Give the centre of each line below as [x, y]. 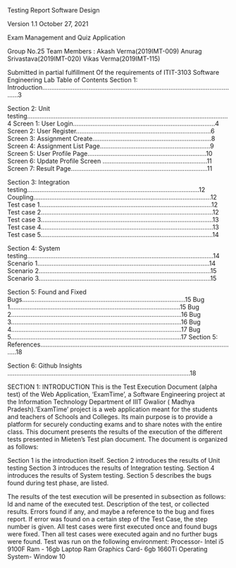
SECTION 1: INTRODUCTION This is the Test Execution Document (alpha [112, 387]
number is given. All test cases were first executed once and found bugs [112, 526]
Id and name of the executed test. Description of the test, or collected [108, 504]
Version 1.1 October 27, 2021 [48, 24]
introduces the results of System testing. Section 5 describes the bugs [110, 475]
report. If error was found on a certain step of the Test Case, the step [107, 519]
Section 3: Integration [39, 182]
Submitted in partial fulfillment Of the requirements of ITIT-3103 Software [113, 72]
